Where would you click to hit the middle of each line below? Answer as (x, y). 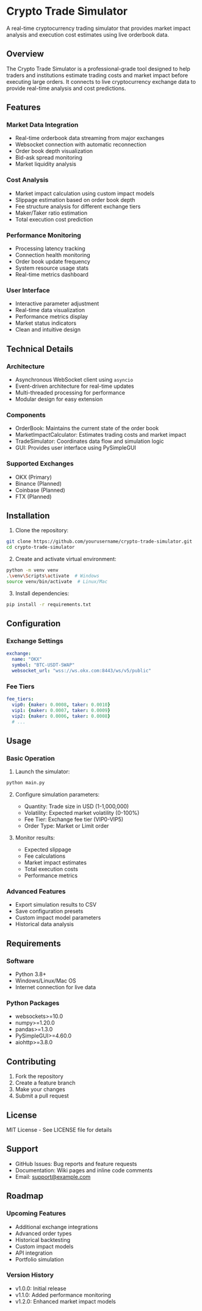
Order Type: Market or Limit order (67, 826)
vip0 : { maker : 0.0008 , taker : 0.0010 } (61, 705)
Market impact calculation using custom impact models (85, 193)
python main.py (26, 783)
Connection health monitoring (52, 255)
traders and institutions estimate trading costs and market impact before (97, 75)
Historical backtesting (43, 1239)
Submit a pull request (42, 1096)
